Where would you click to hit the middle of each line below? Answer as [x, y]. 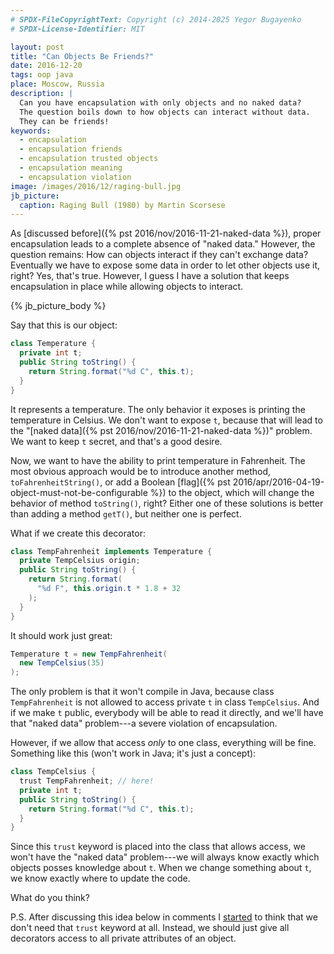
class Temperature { [53, 344]
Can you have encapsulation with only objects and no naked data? [160, 102]
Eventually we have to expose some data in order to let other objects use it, [165, 265]
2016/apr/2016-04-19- [278, 482]
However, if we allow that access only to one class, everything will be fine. [163, 743]
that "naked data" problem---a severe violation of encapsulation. [144, 723]
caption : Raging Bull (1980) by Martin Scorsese [122, 205]
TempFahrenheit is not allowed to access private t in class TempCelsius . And [165, 702]
